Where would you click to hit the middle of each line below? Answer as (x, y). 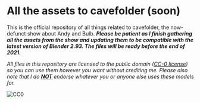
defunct (16, 33)
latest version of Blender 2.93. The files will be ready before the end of (96, 46)
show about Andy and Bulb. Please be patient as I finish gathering (110, 33)
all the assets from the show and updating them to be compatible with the (100, 40)
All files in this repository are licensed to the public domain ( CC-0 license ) (97, 64)
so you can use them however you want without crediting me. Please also (97, 70)
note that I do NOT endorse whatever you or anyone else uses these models (100, 76)
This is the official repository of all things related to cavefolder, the (88, 27)
